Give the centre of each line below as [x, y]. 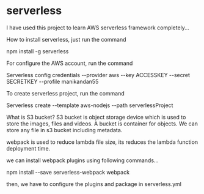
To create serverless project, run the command [66, 93]
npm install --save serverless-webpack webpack [68, 172]
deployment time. [28, 148]
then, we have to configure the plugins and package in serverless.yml [94, 184]
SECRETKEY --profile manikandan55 [53, 81]
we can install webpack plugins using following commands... [82, 160]
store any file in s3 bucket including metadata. [64, 130]
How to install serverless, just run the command [66, 39]
